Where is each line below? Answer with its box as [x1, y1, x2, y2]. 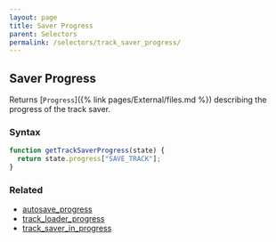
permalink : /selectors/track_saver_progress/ [9, 37, 181, 47]
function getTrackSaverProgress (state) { [9, 146, 166, 156]
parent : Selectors [9, 29, 77, 38]
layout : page [9, 12, 58, 22]
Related [9, 183, 44, 196]
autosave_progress [21, 204, 93, 214]
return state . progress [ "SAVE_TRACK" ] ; [17, 155, 162, 164]
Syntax [9, 125, 41, 138]
